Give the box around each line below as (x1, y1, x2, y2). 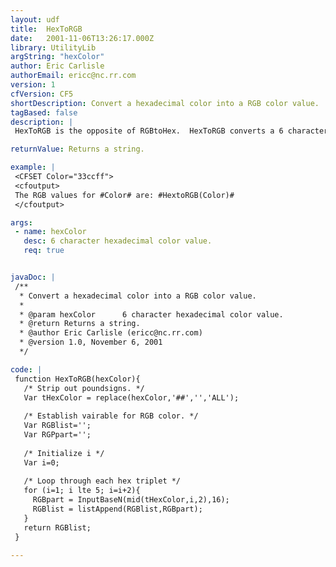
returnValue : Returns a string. (10, 144, 145, 155)
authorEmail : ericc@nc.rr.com (10, 71, 137, 81)
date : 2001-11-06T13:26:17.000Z (10, 33, 155, 43)
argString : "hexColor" (10, 52, 105, 62)
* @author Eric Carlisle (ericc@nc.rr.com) (19, 328, 203, 338)
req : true (23, 246, 65, 256)
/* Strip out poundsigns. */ (23, 383, 145, 393)
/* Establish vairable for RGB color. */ (23, 411, 199, 421)
